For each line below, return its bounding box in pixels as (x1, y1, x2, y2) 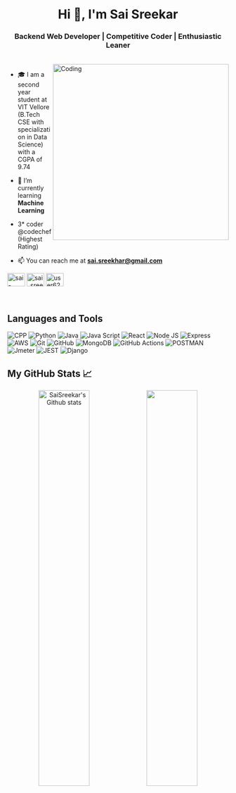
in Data (27, 133, 48, 142)
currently (17, 184, 44, 192)
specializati (17, 125, 51, 134)
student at (17, 95, 48, 104)
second (17, 80, 40, 89)
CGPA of (17, 155, 43, 164)
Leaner (105, 40, 131, 50)
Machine (17, 199, 44, 207)
